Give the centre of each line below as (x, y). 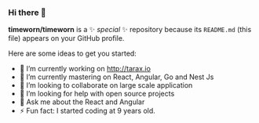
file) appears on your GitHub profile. (66, 38)
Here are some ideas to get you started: (73, 53)
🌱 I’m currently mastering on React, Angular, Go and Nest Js (117, 77)
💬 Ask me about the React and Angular (82, 102)
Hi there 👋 (27, 13)
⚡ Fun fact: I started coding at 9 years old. (87, 111)
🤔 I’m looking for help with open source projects (97, 94)
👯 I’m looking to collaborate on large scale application (106, 85)
